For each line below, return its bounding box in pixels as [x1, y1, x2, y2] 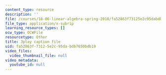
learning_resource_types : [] [5, 26, 65, 31]
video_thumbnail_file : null [9, 53, 68, 58]
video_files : [5, 48, 32, 53]
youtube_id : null [9, 62, 45, 67]
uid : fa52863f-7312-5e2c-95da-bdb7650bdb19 [5, 44, 96, 49]
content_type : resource [5, 7, 54, 12]
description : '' [5, 12, 39, 17]
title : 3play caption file [5, 39, 61, 44]
